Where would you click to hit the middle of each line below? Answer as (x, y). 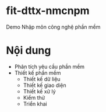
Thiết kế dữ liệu (42, 79)
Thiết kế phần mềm (38, 73)
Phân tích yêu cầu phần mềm (50, 66)
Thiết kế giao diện (45, 85)
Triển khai (35, 104)
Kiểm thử (34, 97)
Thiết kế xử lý (40, 91)
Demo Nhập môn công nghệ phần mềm (53, 27)
